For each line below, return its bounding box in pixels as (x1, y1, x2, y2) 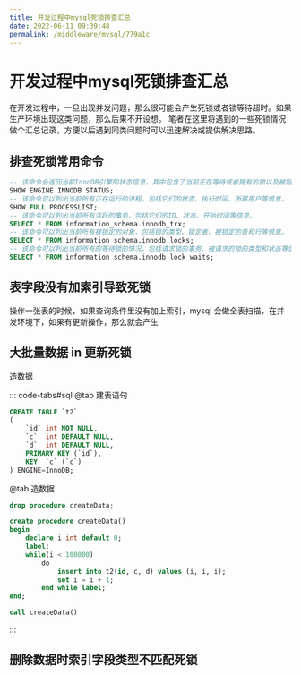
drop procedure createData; (9, 500, 115, 510)
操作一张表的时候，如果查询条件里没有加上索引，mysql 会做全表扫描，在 (9, 305, 278, 316)
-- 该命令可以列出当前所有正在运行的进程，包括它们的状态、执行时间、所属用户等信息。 (9, 194, 288, 203)
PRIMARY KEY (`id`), (25, 449, 102, 457)
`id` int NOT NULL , (25, 424, 99, 433)
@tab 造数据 (9, 483, 56, 493)
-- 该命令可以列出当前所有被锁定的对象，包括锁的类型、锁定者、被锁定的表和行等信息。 (9, 227, 288, 237)
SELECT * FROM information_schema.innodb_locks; (9, 236, 194, 245)
